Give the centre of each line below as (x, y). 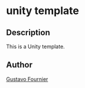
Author (19, 65)
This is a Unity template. (35, 46)
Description (28, 33)
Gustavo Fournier (27, 79)
